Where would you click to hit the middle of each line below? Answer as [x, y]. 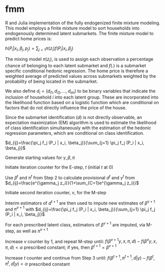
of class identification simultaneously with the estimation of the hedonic [78, 128]
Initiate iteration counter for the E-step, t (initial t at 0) [59, 167]
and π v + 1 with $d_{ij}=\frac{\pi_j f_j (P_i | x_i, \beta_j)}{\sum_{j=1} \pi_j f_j [80, 209]
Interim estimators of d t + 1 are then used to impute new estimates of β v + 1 [80, 203]
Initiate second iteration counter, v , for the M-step [56, 192]
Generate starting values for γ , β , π [40, 158]
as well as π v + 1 [32, 230]
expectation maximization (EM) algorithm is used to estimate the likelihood [81, 123]
